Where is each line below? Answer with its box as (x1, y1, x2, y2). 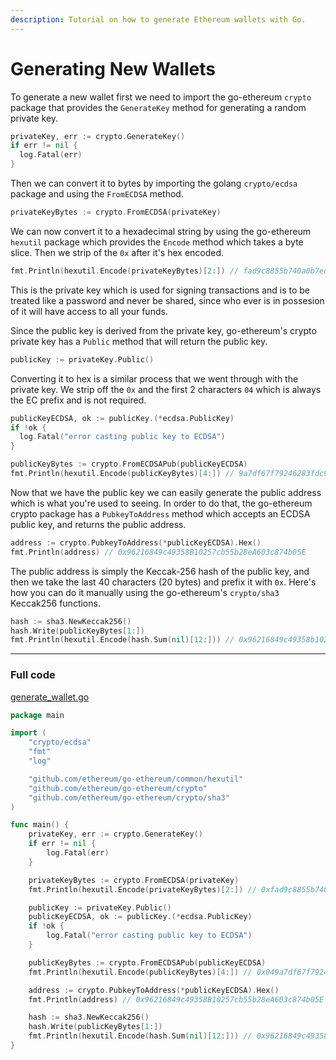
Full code (10, 668, 56, 682)
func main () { (10, 820, 70, 830)
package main (10, 710, 65, 720)
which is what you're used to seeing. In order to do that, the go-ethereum (10, 497, 313, 509)
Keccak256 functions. (10, 597, 101, 609)
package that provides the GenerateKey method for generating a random (10, 101, 307, 113)
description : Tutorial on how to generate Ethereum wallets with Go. (10, 14, 307, 25)
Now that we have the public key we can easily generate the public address (10, 486, 322, 498)
